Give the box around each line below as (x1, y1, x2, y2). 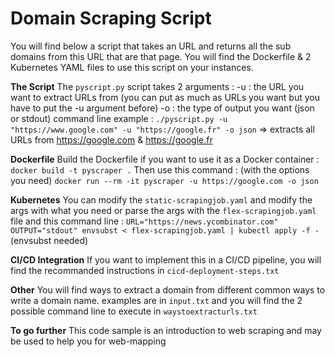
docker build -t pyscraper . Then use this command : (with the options (10, 163, 310, 176)
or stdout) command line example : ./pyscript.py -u (10, 112, 228, 124)
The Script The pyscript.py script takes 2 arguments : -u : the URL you (10, 80, 305, 92)
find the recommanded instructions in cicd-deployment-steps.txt (10, 264, 280, 276)
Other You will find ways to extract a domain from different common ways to (10, 283, 326, 296)
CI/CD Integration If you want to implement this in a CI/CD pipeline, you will (10, 253, 322, 266)
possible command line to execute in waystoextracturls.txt (10, 305, 258, 317)
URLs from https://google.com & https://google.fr (10, 133, 213, 146)
